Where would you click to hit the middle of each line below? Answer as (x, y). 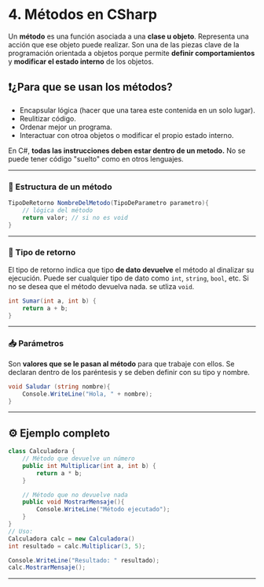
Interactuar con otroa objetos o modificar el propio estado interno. (126, 135)
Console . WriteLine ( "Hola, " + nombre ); (88, 394)
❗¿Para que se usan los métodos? (90, 87)
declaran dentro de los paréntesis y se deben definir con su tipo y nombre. (129, 372)
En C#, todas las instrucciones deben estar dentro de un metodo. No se (127, 150)
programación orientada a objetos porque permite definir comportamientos (132, 53)
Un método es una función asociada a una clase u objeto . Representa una (128, 36)
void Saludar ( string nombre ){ (59, 386)
